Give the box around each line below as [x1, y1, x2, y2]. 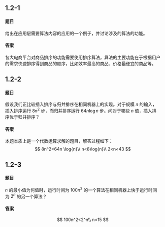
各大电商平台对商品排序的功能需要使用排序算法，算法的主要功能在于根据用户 [5, 54, 161, 60]
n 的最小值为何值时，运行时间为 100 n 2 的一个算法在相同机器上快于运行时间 [5, 186, 157, 193]
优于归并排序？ [9, 114, 40, 120]
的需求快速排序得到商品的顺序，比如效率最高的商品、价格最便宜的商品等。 [5, 60, 156, 66]
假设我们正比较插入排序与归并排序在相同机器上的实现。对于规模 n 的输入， [5, 101, 157, 108]
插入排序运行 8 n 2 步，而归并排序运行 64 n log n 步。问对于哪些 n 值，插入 [5, 107, 152, 114]
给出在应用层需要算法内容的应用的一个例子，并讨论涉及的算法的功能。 [5, 30, 148, 36]
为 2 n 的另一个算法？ [5, 192, 47, 199]
